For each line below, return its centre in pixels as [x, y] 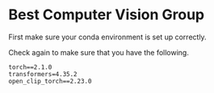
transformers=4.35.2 [43, 74]
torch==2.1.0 [30, 67]
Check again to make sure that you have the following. [99, 52]
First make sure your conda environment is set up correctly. [108, 37]
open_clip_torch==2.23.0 [50, 81]
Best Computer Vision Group [106, 15]
